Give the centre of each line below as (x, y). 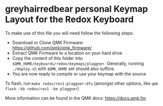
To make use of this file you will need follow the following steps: (69, 33)
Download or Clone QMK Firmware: (48, 42)
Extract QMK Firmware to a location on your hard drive (67, 53)
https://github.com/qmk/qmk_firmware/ (52, 48)
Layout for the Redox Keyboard (69, 19)
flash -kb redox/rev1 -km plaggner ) (42, 88)
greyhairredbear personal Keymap (77, 9)
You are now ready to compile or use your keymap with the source (79, 74)
